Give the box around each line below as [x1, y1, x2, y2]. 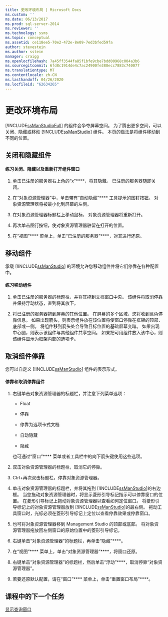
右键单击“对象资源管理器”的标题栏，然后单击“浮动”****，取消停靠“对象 [12, 559, 158, 565]
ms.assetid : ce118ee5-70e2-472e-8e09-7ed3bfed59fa [5, 40, 113, 45]
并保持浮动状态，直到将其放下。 [12, 300, 78, 306]
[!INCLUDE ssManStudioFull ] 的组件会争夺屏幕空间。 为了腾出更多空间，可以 [5, 122, 162, 128]
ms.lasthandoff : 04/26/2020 [5, 77, 64, 82]
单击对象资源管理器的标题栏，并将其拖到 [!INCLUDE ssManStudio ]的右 [12, 485, 156, 491]
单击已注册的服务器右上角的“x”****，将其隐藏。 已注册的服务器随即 [12, 178, 151, 184]
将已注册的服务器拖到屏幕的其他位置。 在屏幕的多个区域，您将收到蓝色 [12, 311, 158, 317]
